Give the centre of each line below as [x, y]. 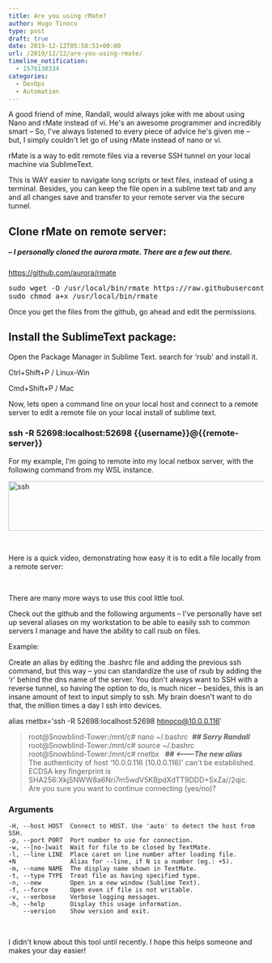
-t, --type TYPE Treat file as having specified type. [104, 876]
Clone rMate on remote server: [88, 231]
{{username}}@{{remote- [186, 433]
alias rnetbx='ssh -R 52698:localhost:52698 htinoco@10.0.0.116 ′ [115, 721]
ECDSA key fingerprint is [70, 771]
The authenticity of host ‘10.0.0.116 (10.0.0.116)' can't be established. [141, 762]
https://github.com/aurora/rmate [62, 272]
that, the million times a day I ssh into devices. [85, 705]
